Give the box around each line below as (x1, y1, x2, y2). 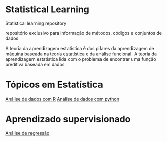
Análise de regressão (5, 130, 50, 136)
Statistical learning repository (5, 20, 67, 26)
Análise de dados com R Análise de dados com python (5, 96, 119, 102)
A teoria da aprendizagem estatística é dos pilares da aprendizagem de (5, 45, 154, 51)
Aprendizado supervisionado (5, 114, 131, 125)
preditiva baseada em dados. (5, 61, 66, 67)
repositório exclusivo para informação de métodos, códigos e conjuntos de (5, 30, 162, 36)
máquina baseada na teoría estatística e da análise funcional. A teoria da (5, 51, 157, 57)
